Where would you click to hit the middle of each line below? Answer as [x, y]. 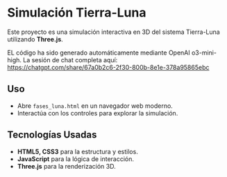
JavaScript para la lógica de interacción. [75, 159]
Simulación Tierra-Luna [77, 13]
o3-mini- [204, 53]
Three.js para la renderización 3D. [66, 166]
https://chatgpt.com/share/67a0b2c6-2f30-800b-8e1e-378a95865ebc [108, 67]
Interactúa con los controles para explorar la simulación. [98, 113]
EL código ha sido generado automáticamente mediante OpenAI [99, 53]
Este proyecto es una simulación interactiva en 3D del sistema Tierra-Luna [113, 32]
